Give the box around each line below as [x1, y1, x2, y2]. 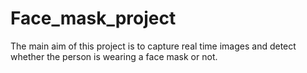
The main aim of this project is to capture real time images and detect [10, 40, 297, 52]
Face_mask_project [10, 7, 177, 30]
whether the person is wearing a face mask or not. [10, 50, 218, 62]
